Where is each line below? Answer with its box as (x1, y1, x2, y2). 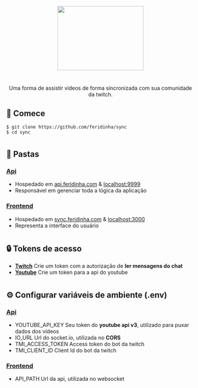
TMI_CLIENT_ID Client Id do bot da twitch (14, 347, 117, 354)
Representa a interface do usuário (14, 222, 99, 229)
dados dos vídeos (14, 328, 59, 335)
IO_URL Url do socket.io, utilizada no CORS (14, 334, 121, 341)
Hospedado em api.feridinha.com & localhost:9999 (14, 181, 141, 188)
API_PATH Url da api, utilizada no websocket (14, 375, 124, 383)
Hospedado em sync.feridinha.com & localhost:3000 (14, 215, 145, 222)
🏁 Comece (6, 108, 45, 118)
